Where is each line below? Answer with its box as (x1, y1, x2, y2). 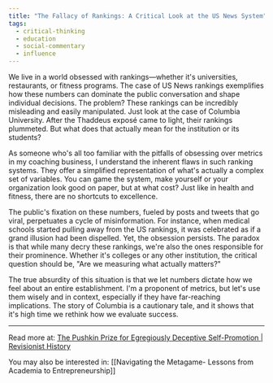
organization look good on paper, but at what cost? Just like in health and (8, 183, 254, 192)
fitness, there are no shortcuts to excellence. (8, 192, 158, 201)
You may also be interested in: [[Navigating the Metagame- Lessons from (8, 357, 254, 367)
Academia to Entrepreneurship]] (8, 366, 116, 375)
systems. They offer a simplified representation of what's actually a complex (8, 166, 264, 175)
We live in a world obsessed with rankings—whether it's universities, (8, 72, 238, 81)
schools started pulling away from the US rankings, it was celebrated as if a (8, 224, 262, 234)
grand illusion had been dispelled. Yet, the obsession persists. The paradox (8, 233, 260, 242)
